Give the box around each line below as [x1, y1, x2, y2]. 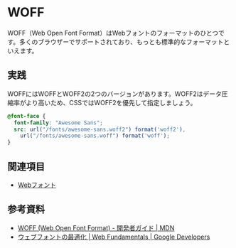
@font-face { [7, 112, 46, 119]
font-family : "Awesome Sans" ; [14, 119, 103, 126]
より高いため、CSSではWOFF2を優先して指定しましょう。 [26, 98, 197, 107]
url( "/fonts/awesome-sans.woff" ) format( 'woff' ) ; [20, 132, 171, 139]
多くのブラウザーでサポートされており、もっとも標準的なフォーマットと [18, 37, 230, 46]
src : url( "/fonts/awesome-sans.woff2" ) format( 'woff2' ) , [14, 126, 186, 133]
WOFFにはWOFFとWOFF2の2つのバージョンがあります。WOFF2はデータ [7, 90, 222, 98]
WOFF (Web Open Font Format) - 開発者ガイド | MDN [17, 223, 175, 232]
